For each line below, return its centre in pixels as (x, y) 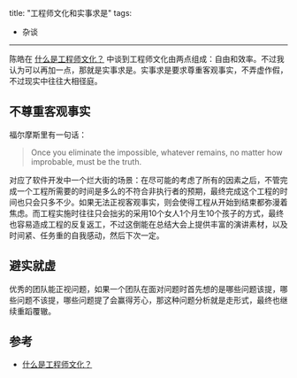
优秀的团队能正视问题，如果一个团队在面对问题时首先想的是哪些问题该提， (145, 289)
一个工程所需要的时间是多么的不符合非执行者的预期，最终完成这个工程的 (148, 191)
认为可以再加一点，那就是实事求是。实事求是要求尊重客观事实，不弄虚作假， (148, 70)
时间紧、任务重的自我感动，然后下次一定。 (87, 235)
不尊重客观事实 (50, 112)
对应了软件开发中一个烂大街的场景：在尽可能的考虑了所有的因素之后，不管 (145, 180)
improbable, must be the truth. (86, 161)
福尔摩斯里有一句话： (48, 135)
